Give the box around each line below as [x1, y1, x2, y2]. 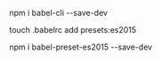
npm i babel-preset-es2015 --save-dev [9, 42, 153, 52]
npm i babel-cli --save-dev [9, 8, 109, 18]
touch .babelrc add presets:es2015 [9, 25, 137, 34]
